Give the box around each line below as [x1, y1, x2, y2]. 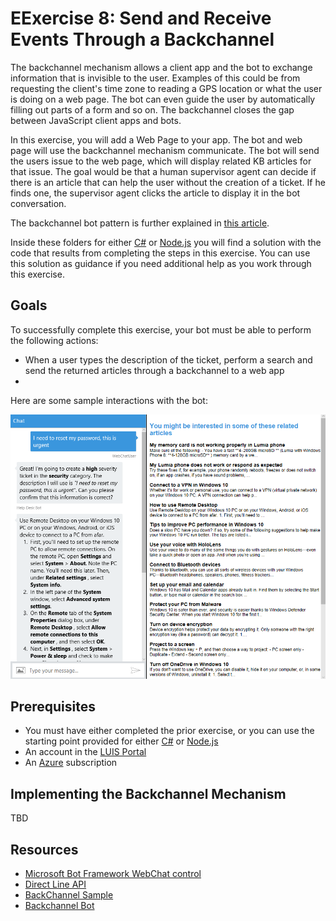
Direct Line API [24, 878, 87, 891]
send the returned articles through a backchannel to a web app [24, 364, 285, 376]
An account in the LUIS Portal [24, 746, 147, 758]
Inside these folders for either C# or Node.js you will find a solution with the [10, 236, 322, 248]
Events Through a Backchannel [10, 28, 275, 51]
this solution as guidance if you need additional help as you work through [10, 257, 312, 269]
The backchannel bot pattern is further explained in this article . [10, 217, 270, 229]
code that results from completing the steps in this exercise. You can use [10, 247, 311, 259]
